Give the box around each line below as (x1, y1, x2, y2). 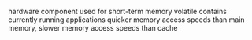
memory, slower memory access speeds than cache (8, 24, 178, 32)
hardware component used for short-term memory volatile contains (8, 7, 227, 16)
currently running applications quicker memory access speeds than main (8, 15, 246, 24)
